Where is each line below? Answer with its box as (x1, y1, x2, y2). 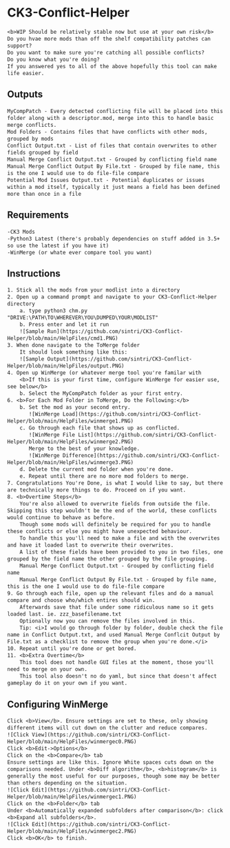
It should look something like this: (19, 349, 128, 356)
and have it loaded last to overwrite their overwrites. (7, 542, 174, 549)
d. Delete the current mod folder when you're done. (19, 466, 174, 473)
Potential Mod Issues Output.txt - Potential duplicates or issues (7, 176, 205, 183)
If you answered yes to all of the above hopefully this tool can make (7, 63, 217, 70)
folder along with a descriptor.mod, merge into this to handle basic (7, 114, 214, 121)
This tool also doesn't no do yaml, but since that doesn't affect (19, 673, 217, 680)
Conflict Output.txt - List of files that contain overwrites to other (7, 142, 217, 149)
